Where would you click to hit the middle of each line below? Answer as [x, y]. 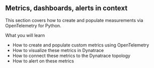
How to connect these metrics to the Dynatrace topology [71, 55]
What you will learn [25, 35]
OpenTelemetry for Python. [33, 25]
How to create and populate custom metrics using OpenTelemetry [81, 45]
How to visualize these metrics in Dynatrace [58, 50]
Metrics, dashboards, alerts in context [66, 8]
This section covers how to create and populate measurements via [74, 20]
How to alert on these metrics [43, 61]
